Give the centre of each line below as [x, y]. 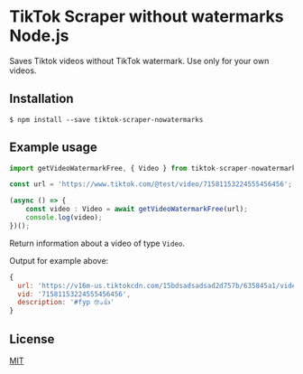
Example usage [53, 148]
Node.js [39, 36]
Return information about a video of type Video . [97, 243]
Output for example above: [59, 260]
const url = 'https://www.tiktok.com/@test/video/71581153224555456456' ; [151, 184]
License [32, 339]
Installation [41, 99]
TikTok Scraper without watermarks [147, 17]
